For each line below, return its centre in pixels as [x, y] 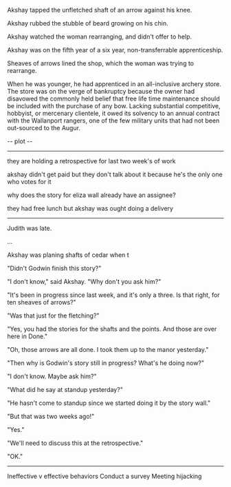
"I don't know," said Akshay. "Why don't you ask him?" [84, 281]
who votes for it [29, 182]
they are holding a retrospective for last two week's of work [92, 161]
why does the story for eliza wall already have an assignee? [92, 195]
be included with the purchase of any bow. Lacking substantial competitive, [114, 106]
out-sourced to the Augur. [44, 128]
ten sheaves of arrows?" [42, 302]
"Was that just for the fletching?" [53, 315]
